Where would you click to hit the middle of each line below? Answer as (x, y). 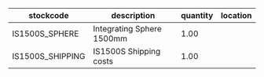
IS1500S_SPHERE (46, 33)
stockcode (49, 15)
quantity (197, 15)
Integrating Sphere (128, 29)
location (236, 15)
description (133, 15)
